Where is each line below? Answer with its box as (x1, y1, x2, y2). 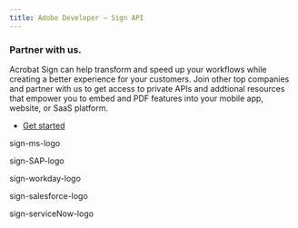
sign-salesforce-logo (9, 190, 88, 201)
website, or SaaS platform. (9, 102, 109, 114)
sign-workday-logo (9, 173, 82, 183)
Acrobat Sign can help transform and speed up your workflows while (9, 64, 267, 74)
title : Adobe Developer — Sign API (9, 13, 144, 23)
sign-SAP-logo (9, 155, 65, 166)
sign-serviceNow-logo (9, 208, 94, 219)
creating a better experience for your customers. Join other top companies (9, 74, 290, 84)
